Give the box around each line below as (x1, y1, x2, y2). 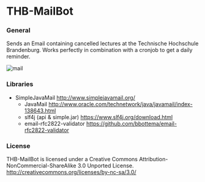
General (6, 26, 31, 35)
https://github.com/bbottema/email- (86, 120, 177, 127)
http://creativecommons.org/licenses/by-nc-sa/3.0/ (6, 169, 136, 176)
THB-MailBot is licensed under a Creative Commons (6, 156, 138, 163)
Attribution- (138, 156, 168, 163)
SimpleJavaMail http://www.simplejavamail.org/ (15, 93, 136, 101)
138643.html (24, 107, 56, 114)
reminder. (6, 53, 31, 60)
